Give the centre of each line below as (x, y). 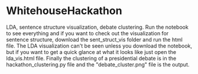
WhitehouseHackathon (64, 11)
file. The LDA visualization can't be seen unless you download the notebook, (99, 46)
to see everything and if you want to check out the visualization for (87, 33)
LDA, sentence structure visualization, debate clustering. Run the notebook (98, 27)
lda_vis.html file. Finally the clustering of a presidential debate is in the (91, 58)
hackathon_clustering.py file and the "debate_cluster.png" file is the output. (98, 64)
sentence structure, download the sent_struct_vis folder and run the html (95, 39)
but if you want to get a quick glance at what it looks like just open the (91, 52)
